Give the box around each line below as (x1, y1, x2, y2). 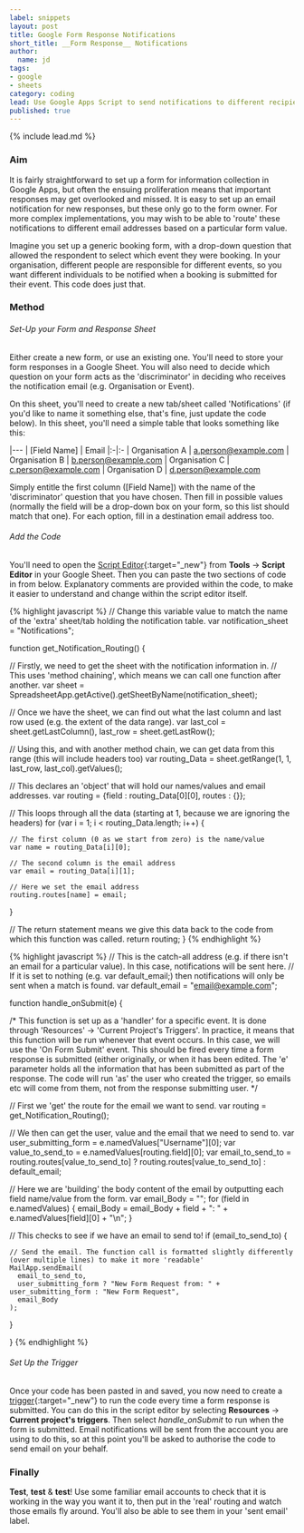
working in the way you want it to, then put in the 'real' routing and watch (9, 1496, 282, 1507)
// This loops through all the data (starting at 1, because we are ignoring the (9, 807, 290, 818)
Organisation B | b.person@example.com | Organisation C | (9, 454, 231, 465)
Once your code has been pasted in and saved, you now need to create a (9, 1385, 283, 1397)
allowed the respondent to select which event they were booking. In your (9, 249, 280, 260)
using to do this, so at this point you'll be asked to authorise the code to (9, 1434, 276, 1445)
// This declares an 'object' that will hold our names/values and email (9, 780, 266, 791)
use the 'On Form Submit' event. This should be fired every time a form (9, 1044, 274, 1055)
